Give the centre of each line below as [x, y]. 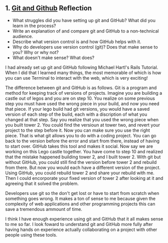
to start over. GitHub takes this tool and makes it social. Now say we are [79, 146]
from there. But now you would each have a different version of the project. [83, 167]
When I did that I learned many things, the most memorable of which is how [83, 73]
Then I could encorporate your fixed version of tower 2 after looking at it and [84, 178]
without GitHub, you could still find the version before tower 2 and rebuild [81, 162]
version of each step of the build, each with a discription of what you [76, 114]
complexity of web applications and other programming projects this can [80, 204]
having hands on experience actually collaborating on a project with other [81, 229]
